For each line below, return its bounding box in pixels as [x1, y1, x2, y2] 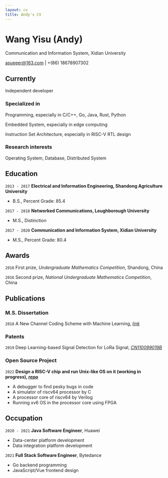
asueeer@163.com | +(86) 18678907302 [5, 60, 89, 66]
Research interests [5, 143, 53, 150]
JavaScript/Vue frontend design [12, 467, 79, 473]
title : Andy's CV [5, 12, 42, 17]
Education [5, 170, 38, 178]
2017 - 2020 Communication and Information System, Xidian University [5, 227, 157, 233]
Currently [5, 74, 36, 83]
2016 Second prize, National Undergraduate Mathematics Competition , [5, 274, 152, 280]
